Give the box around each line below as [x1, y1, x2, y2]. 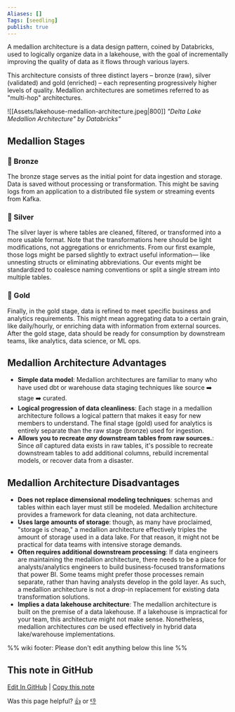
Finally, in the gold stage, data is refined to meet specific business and [7, 307, 211, 315]
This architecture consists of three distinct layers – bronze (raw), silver [7, 71, 211, 80]
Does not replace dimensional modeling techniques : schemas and [17, 495, 213, 504]
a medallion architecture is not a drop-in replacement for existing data [17, 585, 220, 594]
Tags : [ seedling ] [7, 17, 58, 24]
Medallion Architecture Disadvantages [7, 476, 180, 489]
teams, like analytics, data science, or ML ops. [7, 336, 142, 345]
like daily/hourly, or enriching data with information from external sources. [7, 322, 221, 330]
